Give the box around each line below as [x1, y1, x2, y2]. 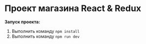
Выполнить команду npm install [11, 28, 80, 34]
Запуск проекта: [4, 19, 40, 25]
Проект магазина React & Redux [4, 3, 142, 14]
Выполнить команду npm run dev [11, 33, 80, 39]
